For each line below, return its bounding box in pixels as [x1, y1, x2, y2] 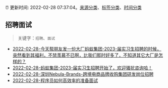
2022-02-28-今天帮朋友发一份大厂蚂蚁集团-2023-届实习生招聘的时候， [12, 46, 161, 52]
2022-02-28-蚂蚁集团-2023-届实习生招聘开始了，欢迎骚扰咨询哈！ [12, 65, 153, 71]
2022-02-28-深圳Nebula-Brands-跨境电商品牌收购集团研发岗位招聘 [12, 71, 154, 77]
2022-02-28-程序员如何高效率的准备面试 [12, 77, 98, 83]
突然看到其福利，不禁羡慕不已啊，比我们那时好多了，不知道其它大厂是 [12, 52, 159, 58]
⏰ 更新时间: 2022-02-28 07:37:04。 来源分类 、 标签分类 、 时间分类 [5, 5, 142, 10]
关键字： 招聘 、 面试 [17, 35, 55, 41]
